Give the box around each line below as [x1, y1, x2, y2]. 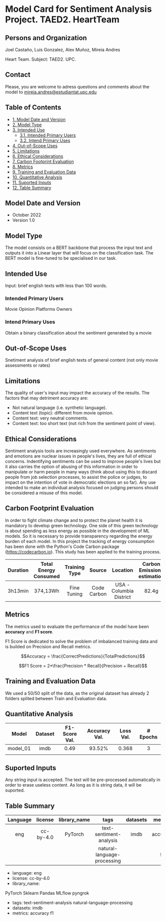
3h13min [7, 587, 29, 594]
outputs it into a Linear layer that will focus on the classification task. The [5, 250, 154, 256]
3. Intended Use [12, 127, 45, 133]
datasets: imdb [12, 905, 43, 911]
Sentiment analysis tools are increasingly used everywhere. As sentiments [5, 448, 157, 454]
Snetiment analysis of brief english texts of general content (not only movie [5, 357, 158, 363]
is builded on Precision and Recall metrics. [5, 643, 91, 649]
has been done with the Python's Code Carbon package [5, 544, 120, 549]
